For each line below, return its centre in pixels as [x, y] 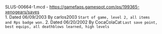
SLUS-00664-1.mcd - [27, 7]
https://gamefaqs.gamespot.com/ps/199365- [94, 7]
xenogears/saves [22, 12]
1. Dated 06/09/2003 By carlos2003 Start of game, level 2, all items [78, 17]
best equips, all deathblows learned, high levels [57, 27]
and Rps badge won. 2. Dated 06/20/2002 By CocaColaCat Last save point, [81, 22]
